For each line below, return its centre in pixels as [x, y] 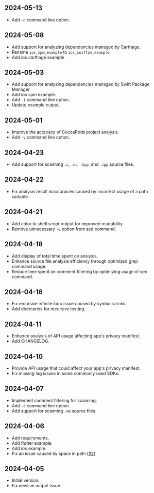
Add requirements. [30, 438]
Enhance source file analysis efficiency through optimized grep [75, 261]
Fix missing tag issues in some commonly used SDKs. [65, 373]
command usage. [29, 266]
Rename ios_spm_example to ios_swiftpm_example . [61, 52]
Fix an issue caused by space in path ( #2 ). [54, 454]
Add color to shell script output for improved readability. [68, 223]
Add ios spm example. [34, 95]
